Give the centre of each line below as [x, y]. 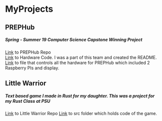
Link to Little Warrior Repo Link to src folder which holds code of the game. [81, 113]
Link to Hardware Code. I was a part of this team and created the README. [81, 57]
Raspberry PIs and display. [32, 68]
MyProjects [29, 9]
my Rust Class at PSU [28, 101]
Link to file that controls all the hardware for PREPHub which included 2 [78, 62]
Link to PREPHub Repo [28, 52]
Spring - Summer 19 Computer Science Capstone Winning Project [74, 40]
